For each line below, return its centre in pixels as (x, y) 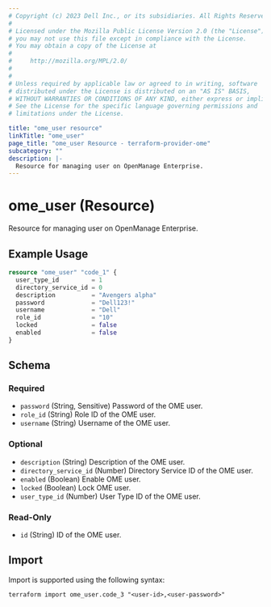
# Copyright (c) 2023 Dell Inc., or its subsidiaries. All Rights (122, 16)
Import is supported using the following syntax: (87, 579)
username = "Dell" (68, 310)
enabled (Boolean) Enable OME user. (80, 479)
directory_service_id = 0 (59, 287)
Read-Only (30, 517)
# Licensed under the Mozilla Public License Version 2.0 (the (117, 31)
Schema (29, 365)
